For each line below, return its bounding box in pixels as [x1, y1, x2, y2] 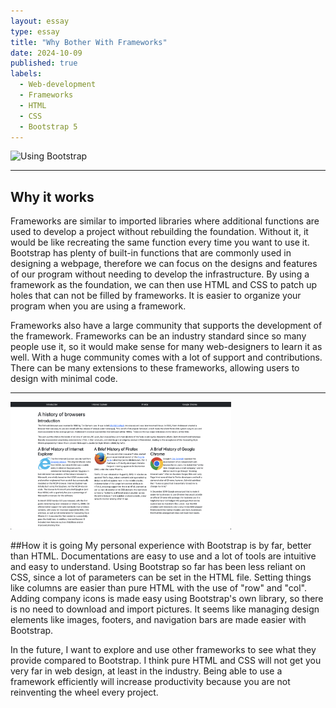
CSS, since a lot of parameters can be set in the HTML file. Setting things [10, 571, 312, 584]
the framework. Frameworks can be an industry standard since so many [10, 330, 307, 342]
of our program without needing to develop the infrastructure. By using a [10, 268, 310, 280]
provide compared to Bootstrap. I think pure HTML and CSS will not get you [10, 655, 322, 667]
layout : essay [10, 16, 70, 26]
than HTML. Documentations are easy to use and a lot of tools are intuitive [10, 550, 317, 562]
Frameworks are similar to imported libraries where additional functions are [10, 215, 320, 227]
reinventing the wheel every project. [10, 686, 159, 699]
